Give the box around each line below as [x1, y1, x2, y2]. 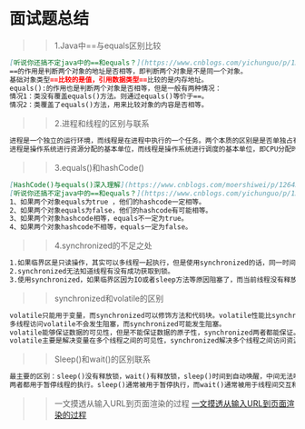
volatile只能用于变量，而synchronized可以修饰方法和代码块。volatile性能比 [9, 311, 272, 320]
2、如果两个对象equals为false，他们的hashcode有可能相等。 [9, 205, 213, 214]
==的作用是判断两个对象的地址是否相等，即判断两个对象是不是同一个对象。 [9, 66, 248, 75]
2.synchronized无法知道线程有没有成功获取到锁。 [9, 267, 175, 276]
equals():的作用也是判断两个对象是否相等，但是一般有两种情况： [9, 84, 222, 93]
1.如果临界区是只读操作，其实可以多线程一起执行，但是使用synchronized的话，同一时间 [9, 258, 297, 268]
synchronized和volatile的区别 [54, 293, 164, 304]
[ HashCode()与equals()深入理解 [9, 180, 121, 189]
